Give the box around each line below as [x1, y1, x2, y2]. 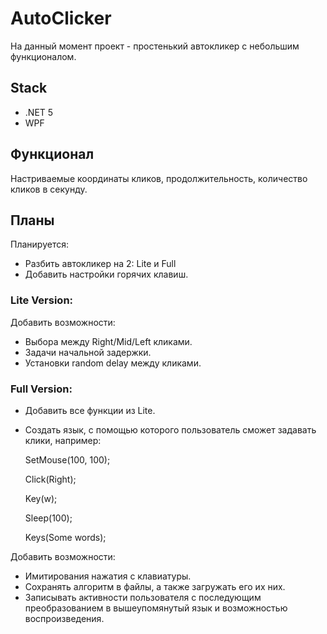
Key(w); [24, 492, 58, 504]
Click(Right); [24, 473, 77, 485]
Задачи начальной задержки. [24, 346, 152, 358]
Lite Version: [10, 293, 74, 307]
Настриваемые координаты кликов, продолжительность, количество [10, 172, 308, 184]
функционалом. [10, 50, 77, 62]
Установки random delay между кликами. [24, 357, 202, 369]
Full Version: [10, 382, 73, 396]
